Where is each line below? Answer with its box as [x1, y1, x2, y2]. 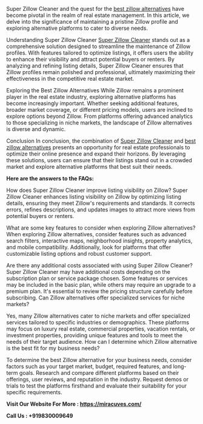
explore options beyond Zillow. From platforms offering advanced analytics [6, 112, 193, 120]
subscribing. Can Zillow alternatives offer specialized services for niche [6, 294, 185, 301]
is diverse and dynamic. [6, 126, 66, 132]
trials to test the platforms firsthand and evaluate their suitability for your [6, 382, 187, 389]
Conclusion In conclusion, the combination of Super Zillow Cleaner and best [6, 137, 196, 145]
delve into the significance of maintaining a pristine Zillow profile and [6, 18, 179, 25]
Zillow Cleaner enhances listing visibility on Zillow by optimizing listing [6, 193, 182, 200]
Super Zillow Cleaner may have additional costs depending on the [6, 268, 171, 275]
